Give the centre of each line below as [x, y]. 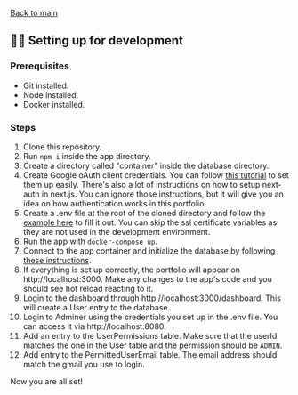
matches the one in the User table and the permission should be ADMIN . [153, 345]
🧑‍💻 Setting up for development [97, 40]
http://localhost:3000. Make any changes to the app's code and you [147, 278]
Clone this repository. [62, 147]
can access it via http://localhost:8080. [95, 326]
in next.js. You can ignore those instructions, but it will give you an [162, 194]
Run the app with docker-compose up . [90, 241]
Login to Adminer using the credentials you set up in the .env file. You [150, 317]
